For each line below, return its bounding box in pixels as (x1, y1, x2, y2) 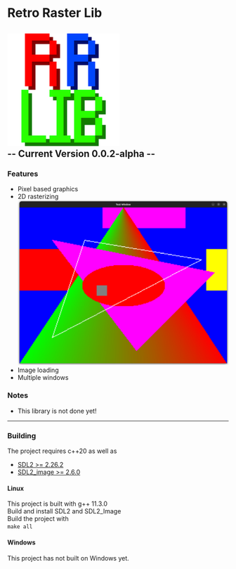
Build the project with (7, 515, 69, 523)
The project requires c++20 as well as (7, 447, 117, 455)
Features (7, 169, 39, 179)
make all (7, 523, 33, 530)
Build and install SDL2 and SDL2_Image (7, 507, 122, 516)
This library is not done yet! (17, 407, 97, 415)
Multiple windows (17, 373, 69, 381)
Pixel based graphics (17, 184, 79, 193)
